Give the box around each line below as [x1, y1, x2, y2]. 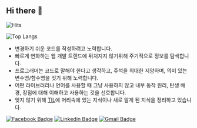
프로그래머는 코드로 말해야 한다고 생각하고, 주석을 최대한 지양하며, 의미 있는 [14, 67, 188, 74]
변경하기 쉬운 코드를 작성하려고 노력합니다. [14, 45, 113, 52]
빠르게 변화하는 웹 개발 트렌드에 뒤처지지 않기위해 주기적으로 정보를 [14, 52, 169, 59]
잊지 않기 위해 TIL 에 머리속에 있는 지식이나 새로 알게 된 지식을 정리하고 [14, 96, 176, 103]
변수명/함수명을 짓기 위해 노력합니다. [14, 74, 99, 81]
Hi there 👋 [6, 6, 43, 16]
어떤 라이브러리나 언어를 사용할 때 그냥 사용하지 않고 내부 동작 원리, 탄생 [14, 82, 179, 89]
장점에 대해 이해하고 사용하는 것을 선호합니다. [22, 89, 126, 96]
